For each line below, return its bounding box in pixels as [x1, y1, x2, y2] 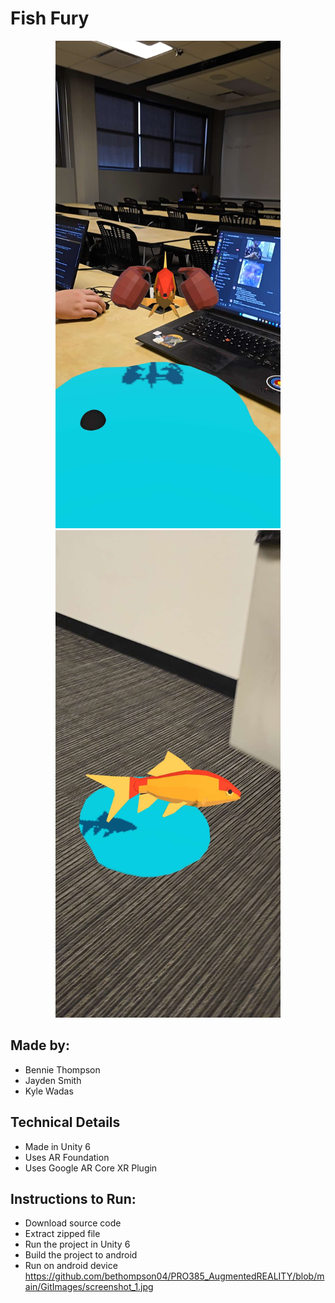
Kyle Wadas [24, 1085, 74, 1097]
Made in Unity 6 [24, 1140, 91, 1152]
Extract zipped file [24, 1228, 101, 1240]
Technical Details [10, 1114, 121, 1131]
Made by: [10, 1037, 70, 1054]
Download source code [24, 1217, 122, 1229]
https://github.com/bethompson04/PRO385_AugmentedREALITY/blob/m [24, 1270, 325, 1282]
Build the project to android [24, 1249, 138, 1261]
